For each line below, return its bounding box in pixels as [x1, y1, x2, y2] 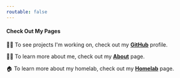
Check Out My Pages [6, 28, 61, 35]
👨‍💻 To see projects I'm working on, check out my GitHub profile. [6, 41, 168, 48]
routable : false [6, 8, 47, 15]
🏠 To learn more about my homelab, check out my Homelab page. [6, 65, 175, 72]
